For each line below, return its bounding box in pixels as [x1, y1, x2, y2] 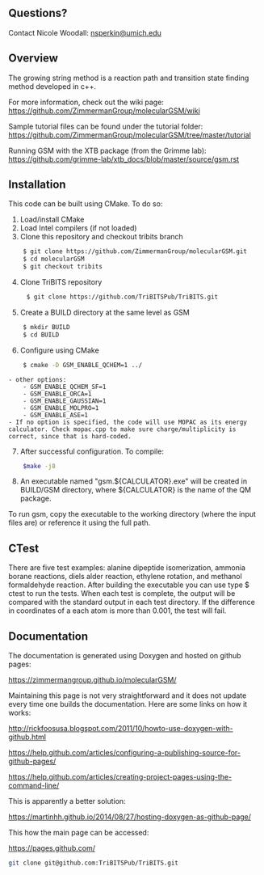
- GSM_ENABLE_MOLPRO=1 [23, 404, 99, 412]
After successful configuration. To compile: [19, 446, 164, 456]
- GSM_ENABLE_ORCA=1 [23, 390, 92, 398]
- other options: [8, 375, 67, 383]
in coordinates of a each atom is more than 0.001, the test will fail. [8, 606, 227, 615]
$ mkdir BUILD [23, 323, 70, 331]
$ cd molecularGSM [23, 255, 85, 264]
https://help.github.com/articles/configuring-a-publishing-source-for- [8, 748, 241, 758]
